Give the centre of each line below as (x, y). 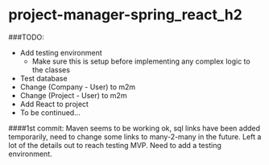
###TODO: (26, 37)
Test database (43, 78)
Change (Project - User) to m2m (73, 95)
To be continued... (50, 112)
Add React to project (54, 104)
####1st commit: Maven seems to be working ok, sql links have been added (134, 128)
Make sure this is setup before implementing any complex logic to (141, 61)
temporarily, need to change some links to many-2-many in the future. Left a (135, 136)
